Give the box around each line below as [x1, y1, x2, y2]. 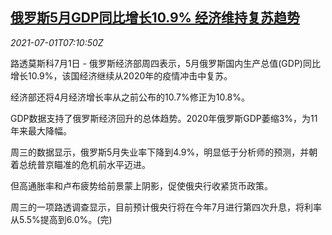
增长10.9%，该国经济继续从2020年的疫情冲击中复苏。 [10, 69, 233, 82]
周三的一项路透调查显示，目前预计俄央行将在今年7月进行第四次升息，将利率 [10, 201, 322, 213]
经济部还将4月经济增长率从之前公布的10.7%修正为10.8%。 [10, 91, 251, 103]
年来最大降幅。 [10, 124, 72, 137]
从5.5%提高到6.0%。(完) [10, 213, 113, 225]
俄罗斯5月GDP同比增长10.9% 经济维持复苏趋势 [10, 9, 300, 27]
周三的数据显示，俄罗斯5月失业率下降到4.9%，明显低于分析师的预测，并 [10, 146, 310, 158]
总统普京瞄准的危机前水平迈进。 [18, 158, 151, 170]
